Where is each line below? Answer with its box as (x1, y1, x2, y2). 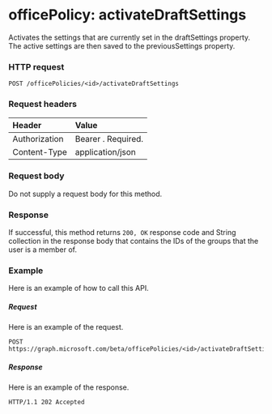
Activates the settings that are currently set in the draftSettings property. (8, 32, 251, 42)
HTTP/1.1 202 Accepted (8, 399, 85, 407)
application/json (74, 146, 136, 157)
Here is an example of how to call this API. (8, 284, 149, 293)
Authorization (12, 133, 64, 144)
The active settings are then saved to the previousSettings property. (8, 41, 236, 50)
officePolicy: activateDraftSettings (8, 6, 247, 24)
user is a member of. (8, 245, 78, 254)
